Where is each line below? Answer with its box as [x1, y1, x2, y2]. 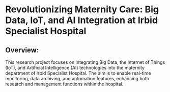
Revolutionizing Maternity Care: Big [5, 4, 159, 15]
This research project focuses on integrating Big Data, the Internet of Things [5, 59, 165, 65]
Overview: [5, 45, 39, 54]
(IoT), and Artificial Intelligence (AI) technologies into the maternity [5, 65, 145, 71]
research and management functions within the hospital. [5, 81, 124, 87]
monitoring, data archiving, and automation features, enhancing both [5, 76, 149, 81]
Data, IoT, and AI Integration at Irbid [5, 14, 158, 26]
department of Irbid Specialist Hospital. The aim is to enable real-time [5, 70, 151, 76]
